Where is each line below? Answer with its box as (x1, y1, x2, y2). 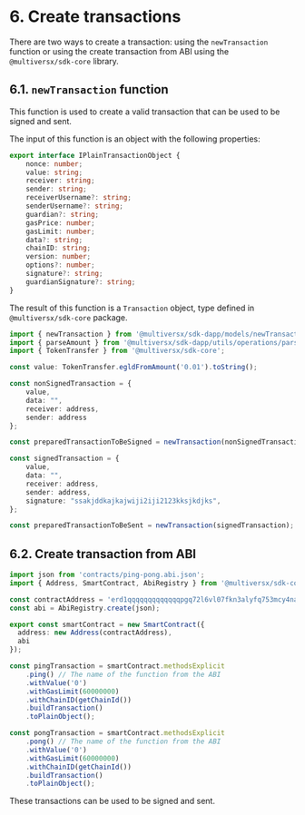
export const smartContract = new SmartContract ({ (9, 620, 205, 629)
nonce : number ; (25, 159, 84, 169)
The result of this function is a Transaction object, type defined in (9, 302, 255, 313)
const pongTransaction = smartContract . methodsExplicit (9, 729, 225, 738)
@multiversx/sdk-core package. (9, 311, 129, 323)
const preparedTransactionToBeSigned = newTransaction (9, 437, 221, 447)
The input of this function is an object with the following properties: (9, 133, 261, 144)
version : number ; (25, 252, 92, 261)
